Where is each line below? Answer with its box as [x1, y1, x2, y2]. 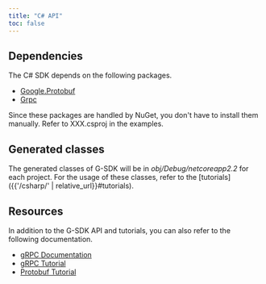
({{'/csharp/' [8, 181, 50, 190]
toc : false [8, 19, 45, 27]
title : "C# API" [8, 11, 63, 20]
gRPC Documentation [19, 249, 93, 259]
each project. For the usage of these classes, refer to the [8, 173, 197, 182]
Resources [8, 204, 64, 218]
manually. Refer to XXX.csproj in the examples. [8, 119, 164, 129]
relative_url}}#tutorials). [55, 181, 135, 190]
